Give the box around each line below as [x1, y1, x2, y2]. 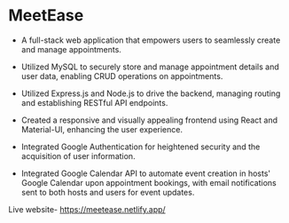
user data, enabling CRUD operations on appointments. [20, 70, 223, 81]
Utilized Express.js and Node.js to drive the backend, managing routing [20, 88, 281, 99]
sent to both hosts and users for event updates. [20, 187, 195, 197]
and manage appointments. [20, 44, 121, 54]
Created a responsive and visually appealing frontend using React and [20, 115, 278, 125]
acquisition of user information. [20, 150, 136, 161]
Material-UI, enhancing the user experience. [20, 123, 184, 134]
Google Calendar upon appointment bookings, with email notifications [20, 177, 277, 187]
